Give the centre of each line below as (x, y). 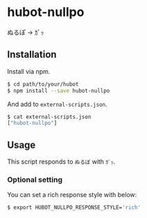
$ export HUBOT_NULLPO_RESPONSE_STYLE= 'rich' (74, 208)
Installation (32, 55)
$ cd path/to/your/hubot (43, 84)
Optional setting (35, 180)
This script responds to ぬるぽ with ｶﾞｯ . (61, 162)
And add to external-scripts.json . (57, 104)
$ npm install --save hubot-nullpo (59, 91)
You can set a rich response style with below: (72, 195)
